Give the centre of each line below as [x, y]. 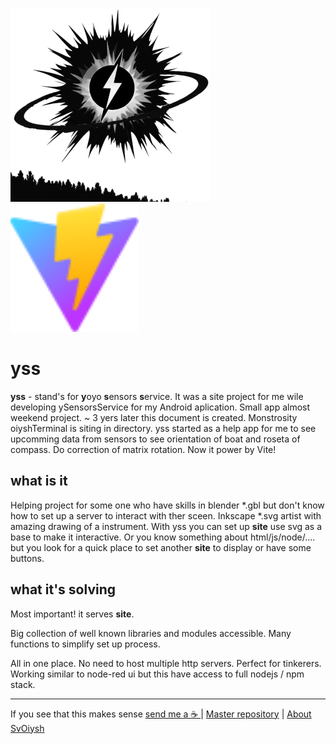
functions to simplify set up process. [85, 644]
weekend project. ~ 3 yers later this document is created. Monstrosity [154, 417]
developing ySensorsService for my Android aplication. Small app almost [160, 407]
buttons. [27, 558]
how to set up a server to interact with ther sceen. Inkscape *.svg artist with [166, 515]
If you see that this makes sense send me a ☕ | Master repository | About [161, 714]
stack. [23, 684]
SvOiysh [27, 728]
